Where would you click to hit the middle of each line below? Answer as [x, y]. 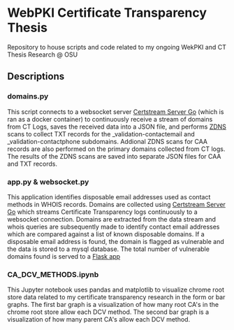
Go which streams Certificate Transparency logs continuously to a [102, 212]
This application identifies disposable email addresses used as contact [109, 196]
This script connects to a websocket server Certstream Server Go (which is [116, 112]
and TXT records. [32, 164]
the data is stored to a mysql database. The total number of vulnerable [108, 249]
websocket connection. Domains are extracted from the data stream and [112, 219]
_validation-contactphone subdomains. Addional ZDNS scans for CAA [108, 141]
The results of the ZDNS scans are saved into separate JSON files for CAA [114, 156]
